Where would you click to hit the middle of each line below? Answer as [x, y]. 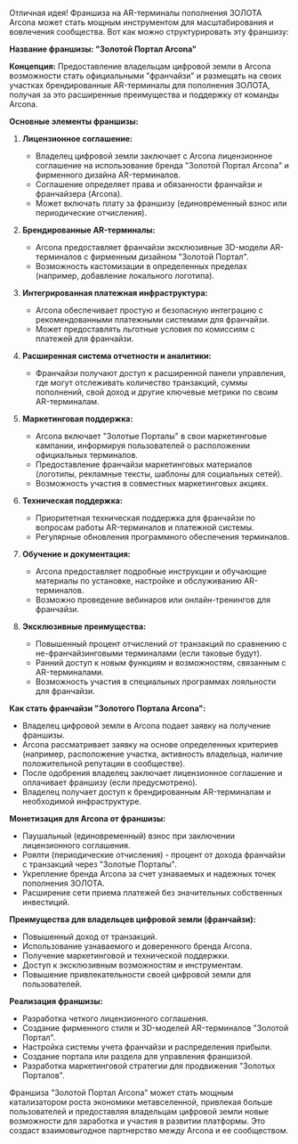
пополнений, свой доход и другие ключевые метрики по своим [157, 392]
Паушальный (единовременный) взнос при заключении [129, 836]
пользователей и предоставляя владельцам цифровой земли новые [139, 1111]
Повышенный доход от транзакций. [89, 936]
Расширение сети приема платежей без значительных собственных [152, 893]
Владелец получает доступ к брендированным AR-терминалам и [146, 792]
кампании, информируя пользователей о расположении [143, 445]
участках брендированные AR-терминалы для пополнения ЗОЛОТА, [140, 85]
